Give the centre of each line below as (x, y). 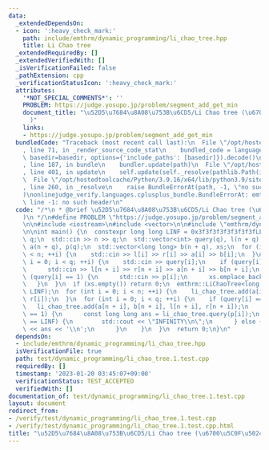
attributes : (36, 90)
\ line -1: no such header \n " (73, 202)
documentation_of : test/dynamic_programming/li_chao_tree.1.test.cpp (127, 396)
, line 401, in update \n (64, 172)
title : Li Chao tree (57, 46)
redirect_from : (34, 411)
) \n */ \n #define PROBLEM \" (69, 217)
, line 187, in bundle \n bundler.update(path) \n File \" (126, 165)
